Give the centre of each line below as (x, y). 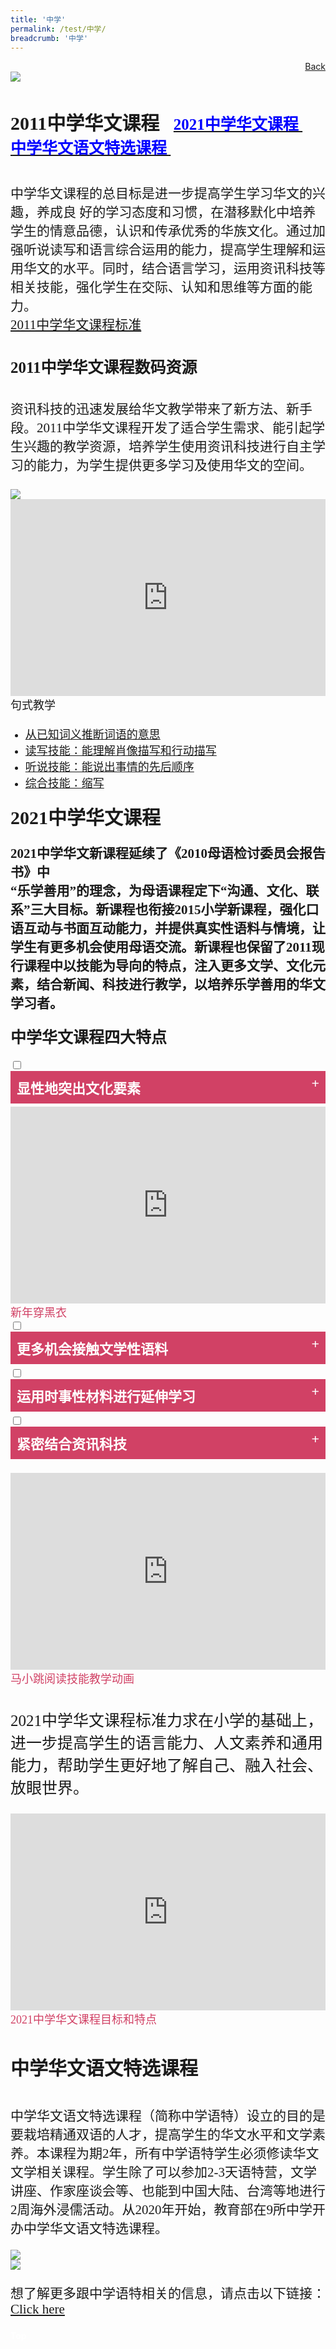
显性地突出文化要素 (79, 1088)
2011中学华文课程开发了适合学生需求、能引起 (174, 427)
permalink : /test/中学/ (58, 29)
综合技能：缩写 (64, 783)
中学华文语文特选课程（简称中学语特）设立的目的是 (168, 2115)
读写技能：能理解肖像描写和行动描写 (120, 751)
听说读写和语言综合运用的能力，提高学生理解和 (168, 250)
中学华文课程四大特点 (89, 1038)
